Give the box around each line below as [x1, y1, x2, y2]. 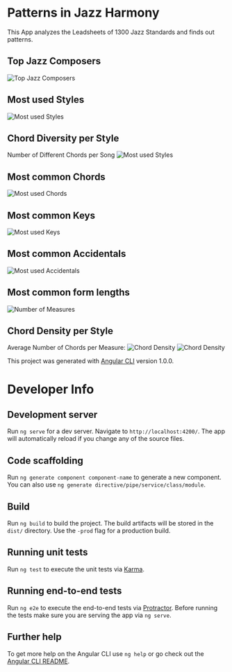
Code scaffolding [7, 455, 83, 467]
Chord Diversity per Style [7, 132, 119, 144]
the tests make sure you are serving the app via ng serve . [7, 611, 172, 619]
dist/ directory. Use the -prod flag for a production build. [7, 526, 171, 535]
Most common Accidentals [7, 248, 126, 260]
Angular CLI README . [7, 657, 70, 665]
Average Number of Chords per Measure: [7, 344, 126, 352]
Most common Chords [7, 171, 106, 183]
